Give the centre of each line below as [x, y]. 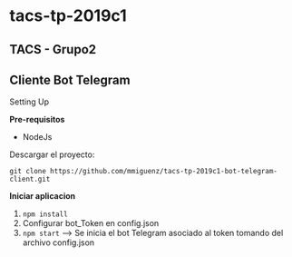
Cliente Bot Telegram [70, 79]
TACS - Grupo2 [53, 49]
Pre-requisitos [37, 120]
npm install [45, 214]
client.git [30, 179]
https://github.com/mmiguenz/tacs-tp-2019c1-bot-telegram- [164, 172]
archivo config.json [58, 242]
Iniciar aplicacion [42, 196]
